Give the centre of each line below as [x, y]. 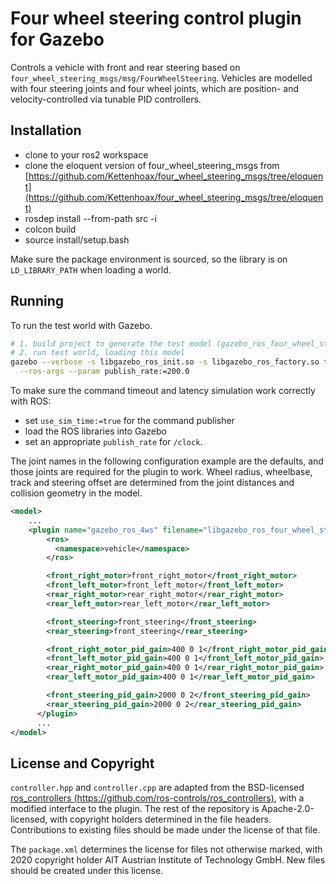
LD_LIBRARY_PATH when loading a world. [91, 269]
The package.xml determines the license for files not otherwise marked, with [166, 849]
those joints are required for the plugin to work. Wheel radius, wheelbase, [161, 472]
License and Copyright [82, 763]
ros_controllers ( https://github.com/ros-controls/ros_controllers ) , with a [157, 798]
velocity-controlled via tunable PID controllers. [106, 99]
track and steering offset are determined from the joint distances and [152, 483]
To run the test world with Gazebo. [81, 325]
